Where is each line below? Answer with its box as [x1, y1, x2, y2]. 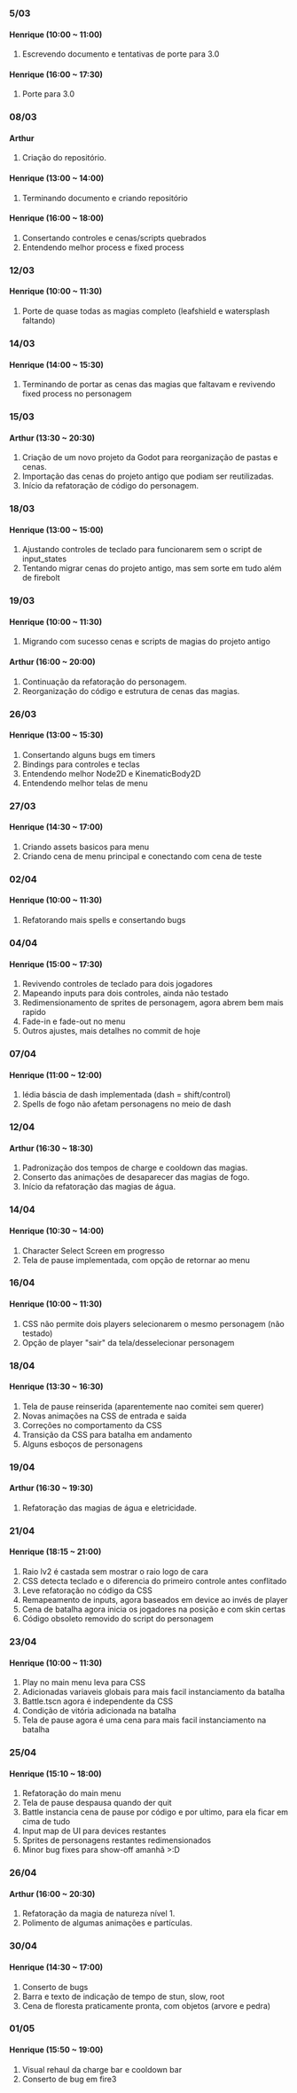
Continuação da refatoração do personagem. [21, 676, 187, 687]
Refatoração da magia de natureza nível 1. [21, 1909, 176, 1919]
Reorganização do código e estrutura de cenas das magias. [21, 685, 240, 696]
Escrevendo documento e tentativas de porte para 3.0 [21, 49, 220, 59]
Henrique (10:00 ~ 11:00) [9, 29, 103, 40]
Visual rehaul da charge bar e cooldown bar [21, 2064, 183, 2074]
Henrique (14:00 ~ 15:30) [9, 359, 104, 370]
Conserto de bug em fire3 [21, 2073, 117, 2084]
